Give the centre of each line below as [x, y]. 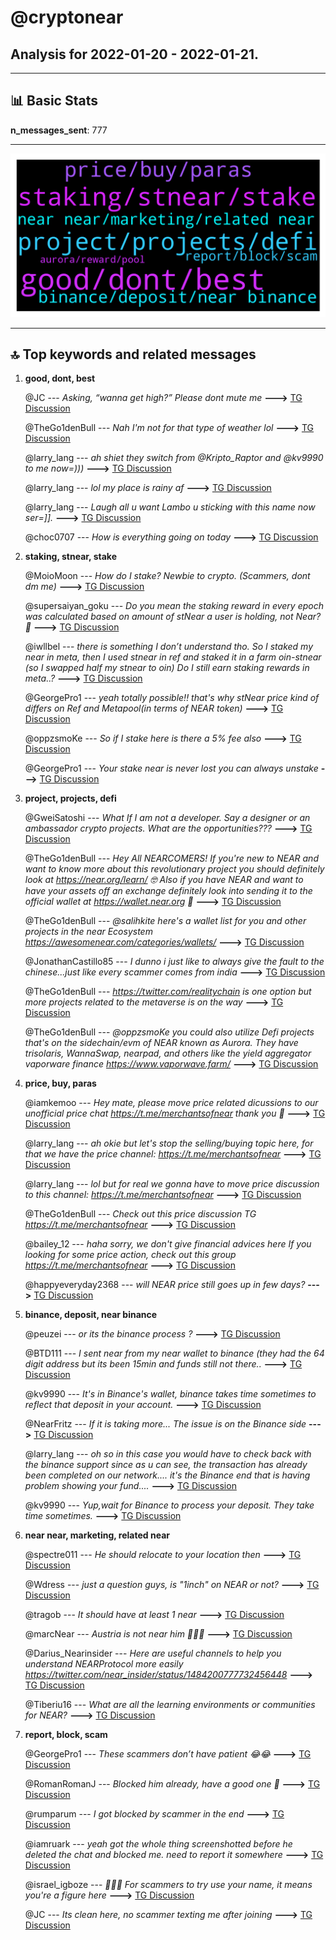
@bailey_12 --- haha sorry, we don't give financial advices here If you [168, 1244]
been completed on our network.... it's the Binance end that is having [167, 1475]
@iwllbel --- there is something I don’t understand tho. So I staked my [169, 647]
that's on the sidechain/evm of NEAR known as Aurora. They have [161, 1043]
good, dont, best [60, 378]
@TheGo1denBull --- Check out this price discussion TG [140, 1214]
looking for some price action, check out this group [130, 1255]
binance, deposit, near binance [91, 1315]
